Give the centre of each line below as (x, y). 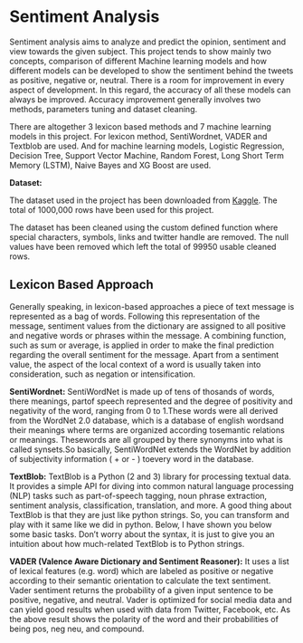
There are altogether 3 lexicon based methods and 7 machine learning (140, 126)
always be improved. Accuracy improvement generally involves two (135, 99)
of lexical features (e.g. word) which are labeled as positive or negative (142, 571)
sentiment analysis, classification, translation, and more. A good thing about (151, 505)
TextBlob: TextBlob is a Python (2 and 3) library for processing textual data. (151, 476)
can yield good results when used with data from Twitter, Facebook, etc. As (150, 609)
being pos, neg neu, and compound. (77, 629)
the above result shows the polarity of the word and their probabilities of (144, 619)
